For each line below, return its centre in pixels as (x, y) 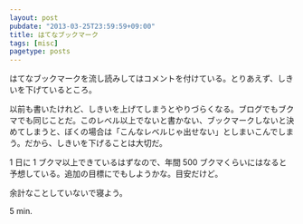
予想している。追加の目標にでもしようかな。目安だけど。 (116, 174)
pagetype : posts (40, 52)
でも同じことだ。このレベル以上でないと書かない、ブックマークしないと (151, 121)
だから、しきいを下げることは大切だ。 (96, 143)
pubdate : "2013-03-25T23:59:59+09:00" (82, 26)
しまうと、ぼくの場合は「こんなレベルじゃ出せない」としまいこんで (151, 131)
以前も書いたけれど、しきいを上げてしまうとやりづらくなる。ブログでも (144, 109)
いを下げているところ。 (53, 90)
